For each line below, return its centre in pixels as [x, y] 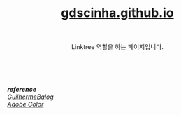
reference [22, 89]
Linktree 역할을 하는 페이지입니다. [117, 46]
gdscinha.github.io [117, 13]
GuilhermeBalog [30, 97]
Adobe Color [26, 104]
